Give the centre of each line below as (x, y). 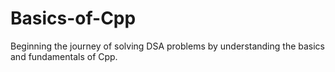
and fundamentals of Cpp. (64, 56)
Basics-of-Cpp (73, 18)
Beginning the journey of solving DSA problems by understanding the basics (168, 46)
